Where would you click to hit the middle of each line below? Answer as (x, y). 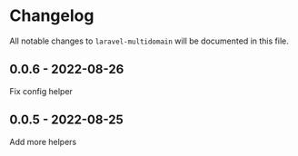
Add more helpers (43, 141)
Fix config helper (41, 91)
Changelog (52, 16)
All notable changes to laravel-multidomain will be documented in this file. (149, 41)
